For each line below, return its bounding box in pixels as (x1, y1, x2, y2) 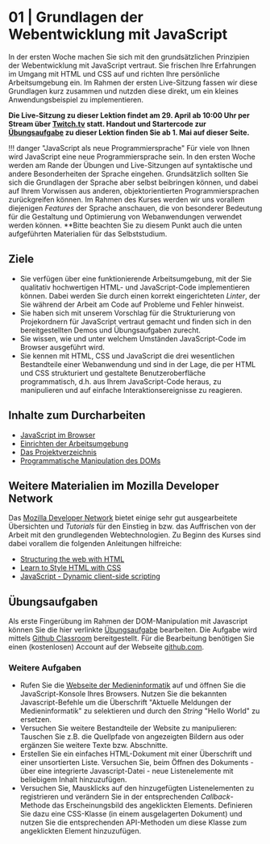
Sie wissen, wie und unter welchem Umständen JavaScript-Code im (19, 333, 247, 343)
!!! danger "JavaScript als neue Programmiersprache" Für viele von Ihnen (8, 143, 250, 153)
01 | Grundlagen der (8, 8, 143, 27)
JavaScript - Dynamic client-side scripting (19, 571, 161, 581)
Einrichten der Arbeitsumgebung (19, 438, 129, 448)
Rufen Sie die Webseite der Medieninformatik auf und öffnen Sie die (19, 680, 247, 690)
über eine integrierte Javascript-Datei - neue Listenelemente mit (19, 767, 234, 776)
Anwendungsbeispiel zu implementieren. (8, 94, 143, 104)
